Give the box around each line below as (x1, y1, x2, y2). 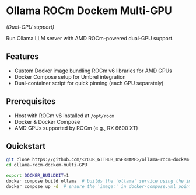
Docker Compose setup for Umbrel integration (14, 73, 127, 80)
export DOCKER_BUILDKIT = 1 (6, 173, 69, 179)
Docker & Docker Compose (14, 118, 80, 125)
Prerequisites (6, 96, 56, 106)
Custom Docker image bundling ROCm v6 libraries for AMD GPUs (14, 67, 172, 74)
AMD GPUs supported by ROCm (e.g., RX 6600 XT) (14, 124, 138, 131)
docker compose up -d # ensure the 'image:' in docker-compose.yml (6, 183, 176, 189)
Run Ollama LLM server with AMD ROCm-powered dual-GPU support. (6, 34, 174, 41)
